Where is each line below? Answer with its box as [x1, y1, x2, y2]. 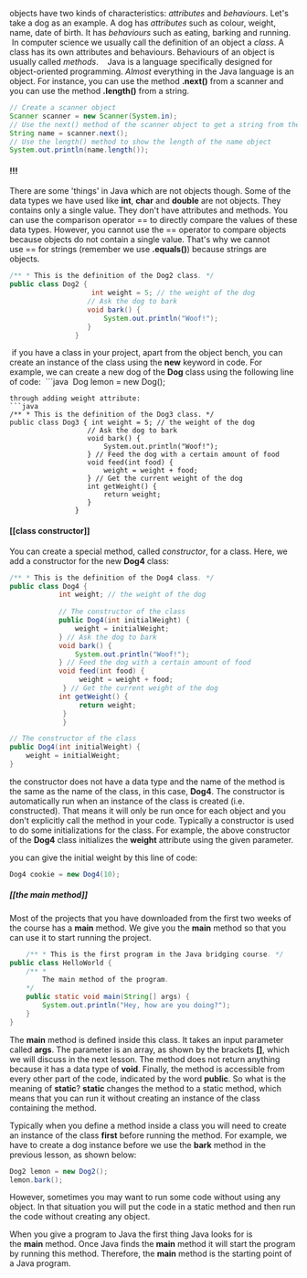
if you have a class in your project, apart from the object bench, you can [11, 347, 283, 358]
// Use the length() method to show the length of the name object [9, 137, 272, 146]
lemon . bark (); [9, 1175, 64, 1185]
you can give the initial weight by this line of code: [9, 852, 198, 863]
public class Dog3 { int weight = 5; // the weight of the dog [9, 418, 256, 428]
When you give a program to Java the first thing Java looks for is [9, 1229, 253, 1240]
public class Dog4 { [9, 581, 89, 591]
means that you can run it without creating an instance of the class [9, 1092, 260, 1103]
